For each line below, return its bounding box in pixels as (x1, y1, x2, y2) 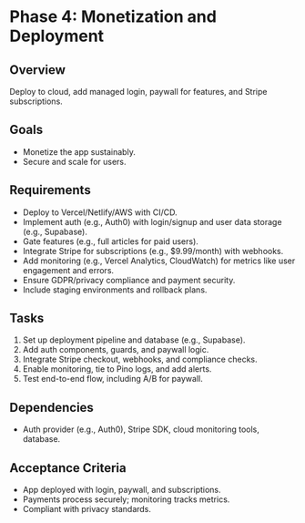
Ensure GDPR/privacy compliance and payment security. (22, 274, 236, 285)
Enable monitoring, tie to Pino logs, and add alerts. (22, 364, 212, 374)
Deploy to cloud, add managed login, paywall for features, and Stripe (9, 87, 268, 97)
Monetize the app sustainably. (22, 146, 137, 157)
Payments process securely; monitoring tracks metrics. (22, 494, 230, 505)
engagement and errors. (22, 264, 115, 275)
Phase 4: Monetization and (9, 6, 217, 27)
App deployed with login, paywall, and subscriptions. (22, 485, 221, 496)
